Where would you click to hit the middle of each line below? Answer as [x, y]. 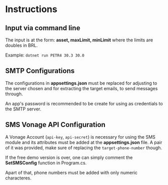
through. [14, 94]
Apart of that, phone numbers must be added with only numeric [71, 172]
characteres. [18, 178]
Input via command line [43, 28]
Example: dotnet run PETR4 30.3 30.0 [45, 55]
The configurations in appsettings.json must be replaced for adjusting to [81, 83]
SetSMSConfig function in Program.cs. [46, 163]
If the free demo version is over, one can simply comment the [69, 157]
